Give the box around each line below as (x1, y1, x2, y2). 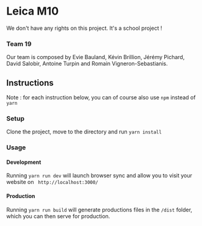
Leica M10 (6, 4, 59, 18)
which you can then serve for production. (6, 212, 110, 220)
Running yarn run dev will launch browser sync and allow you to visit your (6, 172, 192, 179)
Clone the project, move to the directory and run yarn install (6, 128, 162, 135)
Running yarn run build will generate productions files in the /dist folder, (6, 206, 192, 213)
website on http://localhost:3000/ (6, 178, 99, 186)
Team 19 (6, 40, 32, 48)
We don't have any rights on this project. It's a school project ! (6, 24, 162, 32)
